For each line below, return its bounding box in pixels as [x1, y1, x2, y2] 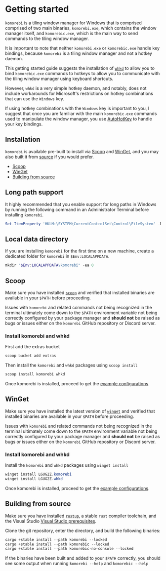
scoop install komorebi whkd [5, 372, 65, 377]
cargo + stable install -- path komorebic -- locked [5, 542, 110, 547]
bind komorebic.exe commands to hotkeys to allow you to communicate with [5, 70, 160, 76]
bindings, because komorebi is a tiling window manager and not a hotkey [5, 50, 152, 56]
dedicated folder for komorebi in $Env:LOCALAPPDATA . [5, 253, 110, 259]
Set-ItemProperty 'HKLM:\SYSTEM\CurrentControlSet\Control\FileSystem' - [5, 221, 161, 226]
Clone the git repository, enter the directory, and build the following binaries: [5, 528, 161, 533]
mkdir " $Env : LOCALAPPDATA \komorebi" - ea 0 [5, 263, 94, 268]
